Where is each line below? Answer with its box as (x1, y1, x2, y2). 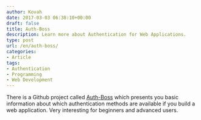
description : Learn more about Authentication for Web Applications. (6, 32, 187, 38)
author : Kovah (6, 9, 43, 15)
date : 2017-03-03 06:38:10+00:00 (6, 15, 91, 21)
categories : (6, 49, 37, 55)
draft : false (6, 20, 40, 26)
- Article (6, 54, 32, 60)
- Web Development (6, 77, 53, 83)
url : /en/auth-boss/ (6, 43, 59, 49)
